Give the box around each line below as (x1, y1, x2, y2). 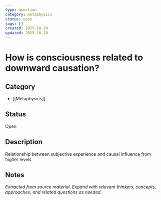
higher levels (5, 156, 31, 162)
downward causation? (5, 63, 100, 74)
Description (5, 138, 42, 146)
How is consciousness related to (5, 52, 143, 63)
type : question (5, 7, 37, 12)
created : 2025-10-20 (5, 26, 48, 31)
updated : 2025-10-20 (5, 30, 48, 35)
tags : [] (5, 21, 23, 26)
